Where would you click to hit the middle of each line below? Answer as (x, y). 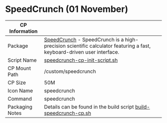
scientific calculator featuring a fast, (109, 46)
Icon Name (20, 91)
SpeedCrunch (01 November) (67, 9)
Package (18, 46)
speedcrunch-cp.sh (68, 113)
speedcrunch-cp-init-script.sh (81, 60)
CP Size (17, 82)
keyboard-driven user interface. (82, 52)
